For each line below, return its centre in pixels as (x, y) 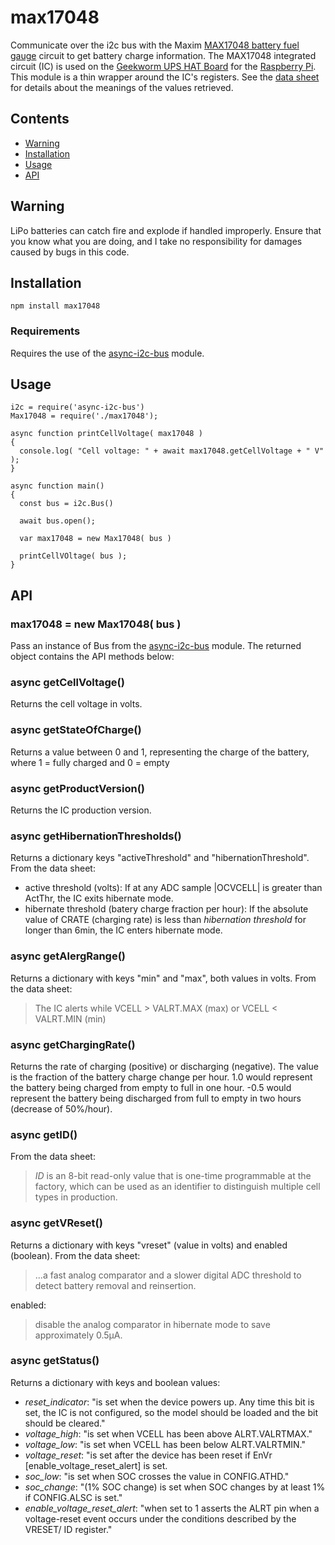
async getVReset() (56, 1223)
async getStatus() (55, 1361)
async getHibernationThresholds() (96, 836)
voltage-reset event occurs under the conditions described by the (160, 1518)
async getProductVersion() (78, 788)
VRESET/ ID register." (68, 1529)
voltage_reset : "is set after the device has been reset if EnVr (148, 1455)
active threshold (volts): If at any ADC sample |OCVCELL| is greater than (173, 888)
